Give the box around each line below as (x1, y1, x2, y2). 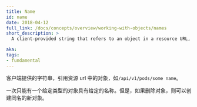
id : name (6, 14, 28, 20)
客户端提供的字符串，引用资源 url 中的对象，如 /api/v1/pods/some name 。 (6, 74, 182, 81)
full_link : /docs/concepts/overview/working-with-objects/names (6, 25, 167, 31)
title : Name (6, 8, 35, 15)
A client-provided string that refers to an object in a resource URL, (11, 36, 191, 42)
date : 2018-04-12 (6, 19, 49, 25)
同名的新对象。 (11, 94, 48, 101)
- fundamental (6, 57, 41, 63)
